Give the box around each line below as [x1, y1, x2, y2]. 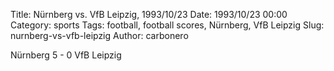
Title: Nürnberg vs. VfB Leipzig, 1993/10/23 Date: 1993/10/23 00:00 [10, 9, 288, 20]
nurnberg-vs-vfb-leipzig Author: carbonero [10, 30, 189, 41]
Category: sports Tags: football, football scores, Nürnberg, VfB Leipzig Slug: [10, 19, 325, 31]
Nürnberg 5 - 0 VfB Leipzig [10, 49, 122, 61]
